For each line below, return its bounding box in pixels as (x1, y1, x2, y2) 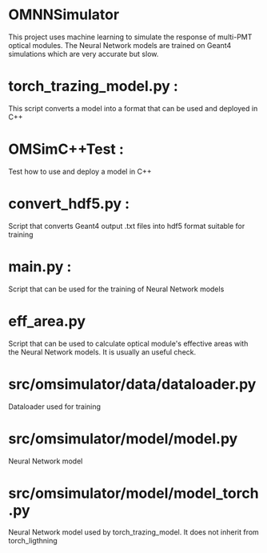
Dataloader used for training (8, 402, 102, 411)
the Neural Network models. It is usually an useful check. (8, 347, 197, 357)
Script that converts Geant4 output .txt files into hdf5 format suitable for (8, 221, 245, 230)
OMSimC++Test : (8, 140, 124, 158)
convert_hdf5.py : (8, 194, 130, 213)
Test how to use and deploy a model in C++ (8, 166, 152, 176)
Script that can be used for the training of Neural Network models (8, 284, 225, 294)
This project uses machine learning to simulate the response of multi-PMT (8, 32, 253, 42)
